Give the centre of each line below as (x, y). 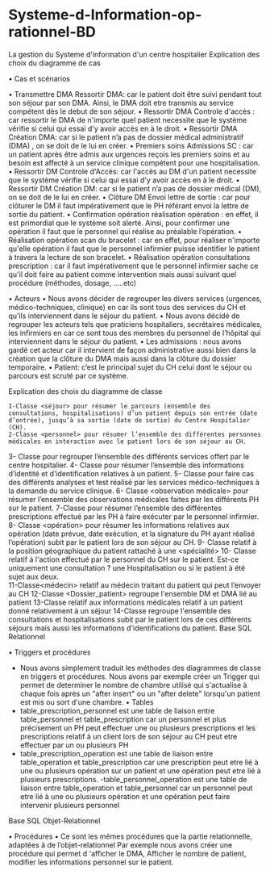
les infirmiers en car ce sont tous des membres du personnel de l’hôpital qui (135, 333)
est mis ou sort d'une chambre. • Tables (87, 702)
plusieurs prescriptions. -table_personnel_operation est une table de (133, 779)
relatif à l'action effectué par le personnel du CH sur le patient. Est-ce (124, 559)
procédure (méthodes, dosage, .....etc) (73, 283)
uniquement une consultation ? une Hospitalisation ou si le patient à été (127, 567)
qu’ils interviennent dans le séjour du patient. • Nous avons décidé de (124, 316)
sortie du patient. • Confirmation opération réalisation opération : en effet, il (134, 214)
